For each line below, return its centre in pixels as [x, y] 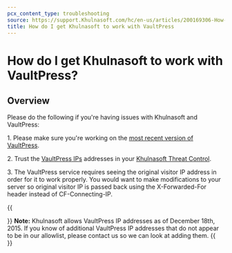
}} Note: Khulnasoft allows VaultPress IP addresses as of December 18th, [111, 221]
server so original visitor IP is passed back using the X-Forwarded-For [107, 187]
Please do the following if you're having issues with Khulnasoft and [103, 118]
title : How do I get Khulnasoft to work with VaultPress [91, 26]
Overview [29, 101]
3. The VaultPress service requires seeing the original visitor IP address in [112, 172]
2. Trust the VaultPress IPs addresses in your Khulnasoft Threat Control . [109, 159]
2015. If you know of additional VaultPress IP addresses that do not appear [113, 228]
